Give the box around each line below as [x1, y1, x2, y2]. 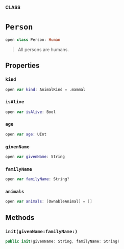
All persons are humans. [17, 46, 69, 53]
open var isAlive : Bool [5, 109, 56, 115]
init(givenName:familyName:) [5, 229, 78, 234]
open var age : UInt [5, 131, 47, 137]
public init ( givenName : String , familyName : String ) [5, 239, 120, 244]
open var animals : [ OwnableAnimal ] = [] [5, 199, 93, 204]
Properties [5, 61, 40, 70]
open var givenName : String [5, 154, 65, 160]
